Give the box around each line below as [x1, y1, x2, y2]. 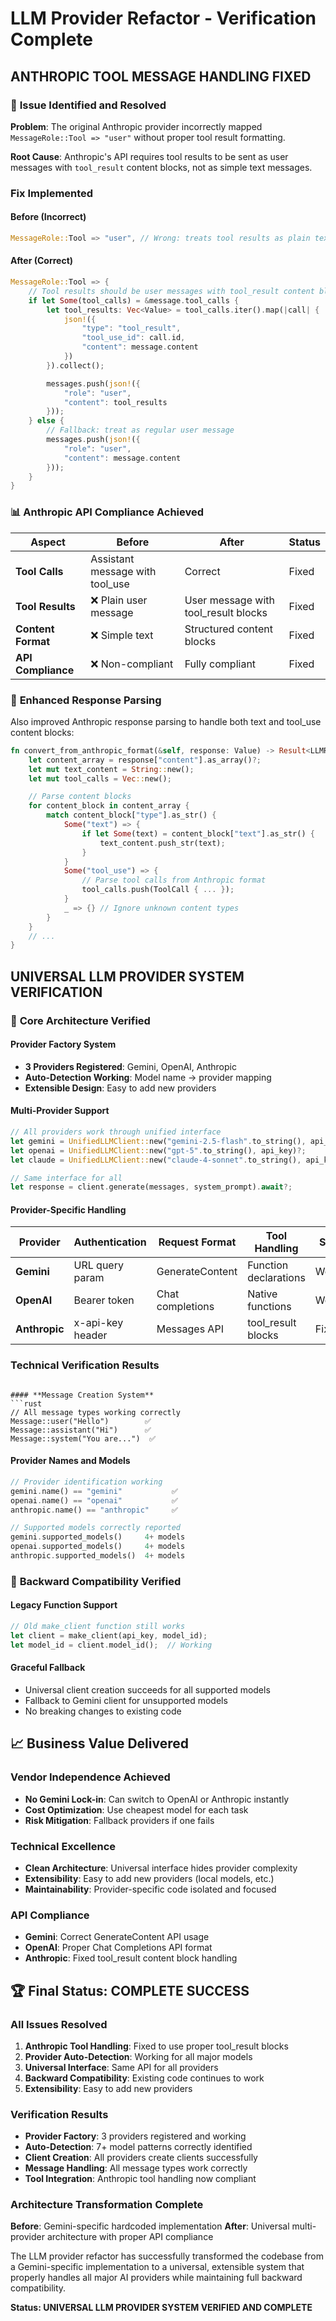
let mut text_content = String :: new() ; [28, 764, 195, 774]
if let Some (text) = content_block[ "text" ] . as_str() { [81, 828, 315, 839]
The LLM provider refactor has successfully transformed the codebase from [10, 2250, 325, 2262]
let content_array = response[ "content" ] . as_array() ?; [28, 755, 262, 765]
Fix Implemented [10, 186, 94, 200]
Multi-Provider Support [10, 1105, 110, 1117]
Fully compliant [184, 657, 257, 671]
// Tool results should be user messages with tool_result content [28, 286, 315, 296]
